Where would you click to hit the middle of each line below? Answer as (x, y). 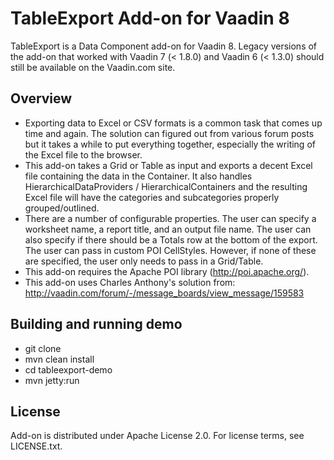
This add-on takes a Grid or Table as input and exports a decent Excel (168, 165)
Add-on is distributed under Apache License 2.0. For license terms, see (157, 436)
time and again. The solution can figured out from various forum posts (169, 133)
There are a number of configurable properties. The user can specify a (170, 218)
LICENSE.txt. (36, 446)
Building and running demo (96, 324)
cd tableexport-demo (68, 369)
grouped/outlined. (62, 208)
